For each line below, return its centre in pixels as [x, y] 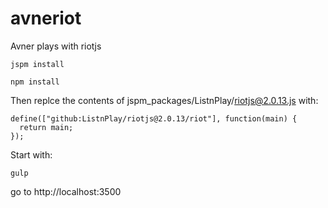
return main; [46, 127]
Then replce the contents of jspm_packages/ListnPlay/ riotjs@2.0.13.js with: [164, 100]
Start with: [31, 154]
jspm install [37, 64]
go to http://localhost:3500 [66, 191]
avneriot [46, 18]
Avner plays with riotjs [56, 46]
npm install [35, 82]
